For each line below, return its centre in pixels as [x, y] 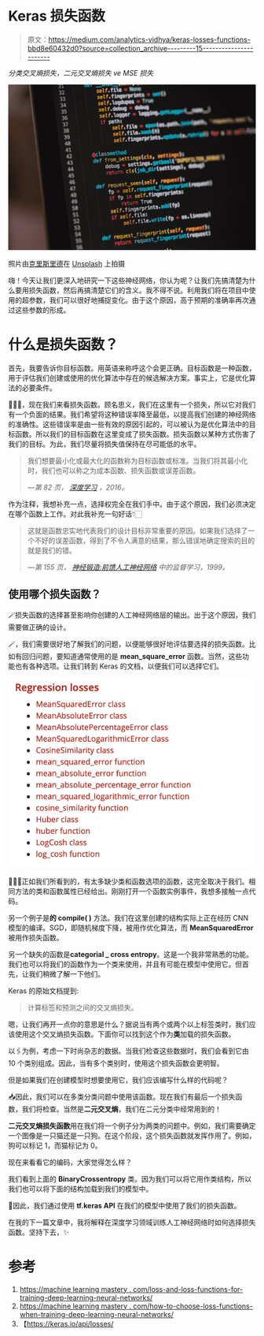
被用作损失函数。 [36, 937]
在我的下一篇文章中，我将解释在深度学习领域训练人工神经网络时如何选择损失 [132, 1222]
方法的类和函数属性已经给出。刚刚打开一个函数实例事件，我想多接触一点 [132, 891]
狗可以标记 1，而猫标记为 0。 [55, 1145]
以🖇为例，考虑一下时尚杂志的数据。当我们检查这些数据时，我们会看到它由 [128, 1051]
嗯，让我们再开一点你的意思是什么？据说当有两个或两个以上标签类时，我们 [128, 1024]
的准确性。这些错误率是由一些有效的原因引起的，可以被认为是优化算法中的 [128, 424]
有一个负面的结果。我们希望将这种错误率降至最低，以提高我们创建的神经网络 [132, 415]
